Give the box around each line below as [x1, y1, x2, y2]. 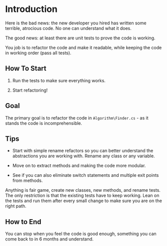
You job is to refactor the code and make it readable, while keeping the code [5, 44, 162, 50]
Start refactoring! [12, 87, 48, 93]
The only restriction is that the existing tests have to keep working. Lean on [5, 193, 160, 199]
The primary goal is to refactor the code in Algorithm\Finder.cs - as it [5, 115, 149, 121]
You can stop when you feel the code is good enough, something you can [5, 231, 157, 237]
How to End [5, 218, 41, 226]
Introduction [5, 3, 58, 15]
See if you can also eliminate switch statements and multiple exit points [12, 172, 159, 178]
